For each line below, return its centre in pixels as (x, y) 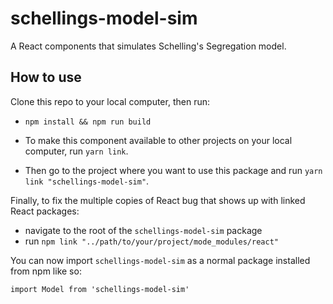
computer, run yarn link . (76, 151)
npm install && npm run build (88, 122)
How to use (46, 77)
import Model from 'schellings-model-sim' (100, 289)
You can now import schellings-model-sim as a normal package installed (160, 260)
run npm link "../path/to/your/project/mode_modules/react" (151, 241)
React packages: (45, 211)
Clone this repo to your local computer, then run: (110, 101)
